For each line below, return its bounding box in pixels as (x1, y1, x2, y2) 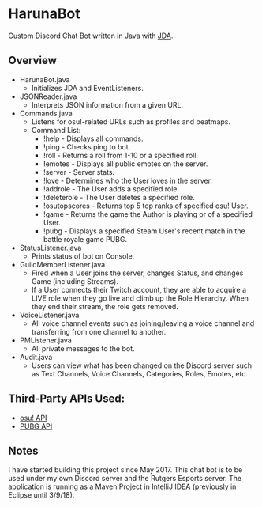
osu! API (19, 413, 47, 422)
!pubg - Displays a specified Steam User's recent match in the (43, 226, 246, 236)
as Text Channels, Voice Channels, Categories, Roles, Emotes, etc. (31, 369, 249, 378)
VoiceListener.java (19, 310, 80, 320)
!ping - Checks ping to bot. (43, 142, 131, 151)
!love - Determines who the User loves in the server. (43, 176, 213, 185)
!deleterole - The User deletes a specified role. (43, 192, 195, 202)
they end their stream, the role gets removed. (31, 301, 179, 311)
